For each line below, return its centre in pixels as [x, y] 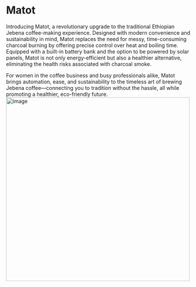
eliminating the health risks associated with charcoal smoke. [79, 64]
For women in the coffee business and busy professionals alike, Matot [91, 75]
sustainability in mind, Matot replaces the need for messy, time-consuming [96, 39]
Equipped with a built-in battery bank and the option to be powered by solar [98, 51]
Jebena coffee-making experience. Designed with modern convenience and [98, 32]
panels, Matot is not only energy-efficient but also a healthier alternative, [94, 58]
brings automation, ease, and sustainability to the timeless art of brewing [94, 81]
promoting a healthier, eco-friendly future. [57, 94]
